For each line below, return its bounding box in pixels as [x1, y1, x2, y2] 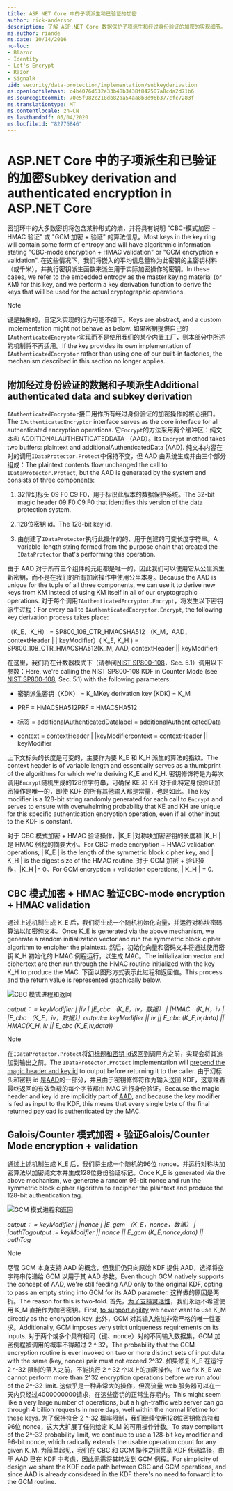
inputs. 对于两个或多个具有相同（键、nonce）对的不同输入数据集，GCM [7, 1331, 214, 1340]
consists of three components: [7, 476, 95, 485]
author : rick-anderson [7, 17, 73, 24]
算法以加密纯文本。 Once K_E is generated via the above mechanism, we [7, 927, 214, 935]
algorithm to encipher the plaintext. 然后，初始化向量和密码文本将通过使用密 [7, 943, 225, 952]
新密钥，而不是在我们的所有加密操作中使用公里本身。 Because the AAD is [7, 573, 217, 582]
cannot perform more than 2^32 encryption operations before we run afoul [7, 1373, 221, 1382]
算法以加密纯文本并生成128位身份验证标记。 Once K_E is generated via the [13, 1168, 225, 1176]
